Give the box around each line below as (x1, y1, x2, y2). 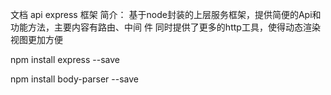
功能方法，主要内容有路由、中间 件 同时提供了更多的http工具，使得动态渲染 (10, 21, 321, 33)
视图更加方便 (10, 34, 63, 45)
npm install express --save (10, 54, 120, 65)
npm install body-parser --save (10, 73, 139, 85)
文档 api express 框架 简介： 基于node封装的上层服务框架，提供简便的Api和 (10, 9, 322, 20)
